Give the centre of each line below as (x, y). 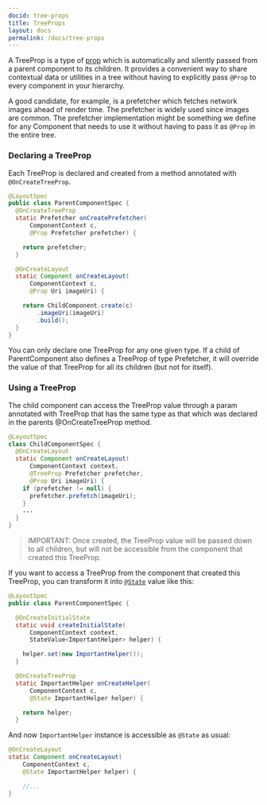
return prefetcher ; (55, 247)
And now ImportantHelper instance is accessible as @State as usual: (119, 735)
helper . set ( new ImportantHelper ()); (83, 654)
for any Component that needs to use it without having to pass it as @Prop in (132, 126)
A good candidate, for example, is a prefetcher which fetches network (123, 101)
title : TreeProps (37, 23)
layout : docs (30, 30)
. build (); (53, 320)
